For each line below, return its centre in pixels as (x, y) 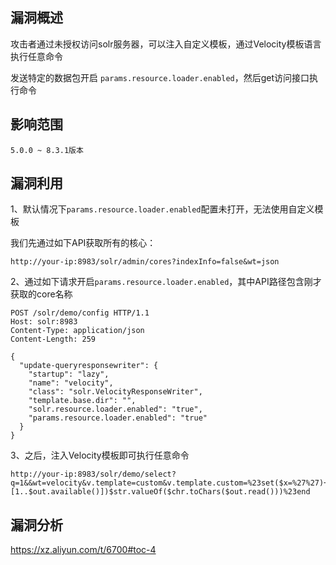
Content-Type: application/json (77, 331)
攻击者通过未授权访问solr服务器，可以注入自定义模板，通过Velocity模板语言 (166, 44)
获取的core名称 (41, 294)
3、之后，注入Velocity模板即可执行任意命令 (100, 455)
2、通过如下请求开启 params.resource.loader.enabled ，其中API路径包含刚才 (166, 282)
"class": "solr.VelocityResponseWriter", (115, 392)
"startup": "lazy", (69, 374)
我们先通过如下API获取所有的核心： (83, 243)
